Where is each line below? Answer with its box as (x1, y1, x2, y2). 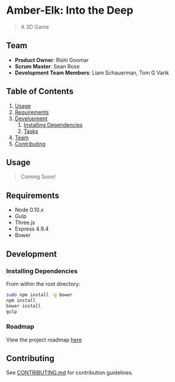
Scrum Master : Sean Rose (14, 63, 80, 70)
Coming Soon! (20, 173, 56, 181)
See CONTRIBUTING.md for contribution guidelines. (6, 369, 133, 376)
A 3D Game (20, 23, 49, 30)
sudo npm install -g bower (6, 291, 73, 298)
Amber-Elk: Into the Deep (6, 4, 133, 17)
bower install (6, 303, 42, 309)
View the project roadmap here (6, 336, 82, 343)
